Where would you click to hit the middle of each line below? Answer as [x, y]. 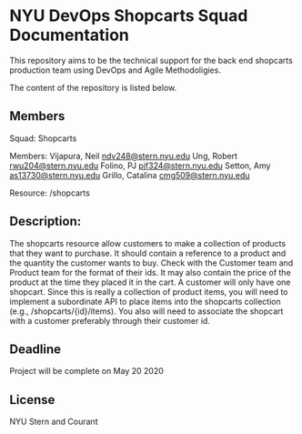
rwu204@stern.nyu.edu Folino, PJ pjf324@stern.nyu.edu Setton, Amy [140, 166]
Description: [45, 222]
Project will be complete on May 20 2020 [86, 371]
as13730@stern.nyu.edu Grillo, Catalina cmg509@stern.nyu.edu [130, 175]
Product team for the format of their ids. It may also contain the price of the [150, 272]
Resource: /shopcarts [50, 193]
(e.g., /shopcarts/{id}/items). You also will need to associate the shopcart [146, 311]
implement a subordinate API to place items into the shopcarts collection [145, 301]
